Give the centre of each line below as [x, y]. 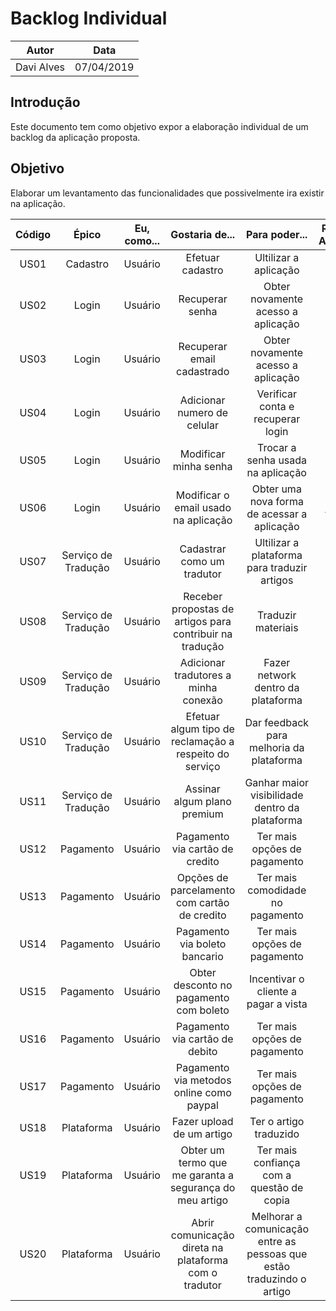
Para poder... [277, 234]
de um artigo [203, 1134]
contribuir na [202, 634]
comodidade [277, 890]
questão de [277, 1187]
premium [202, 814]
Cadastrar [203, 549]
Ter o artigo [277, 1121]
